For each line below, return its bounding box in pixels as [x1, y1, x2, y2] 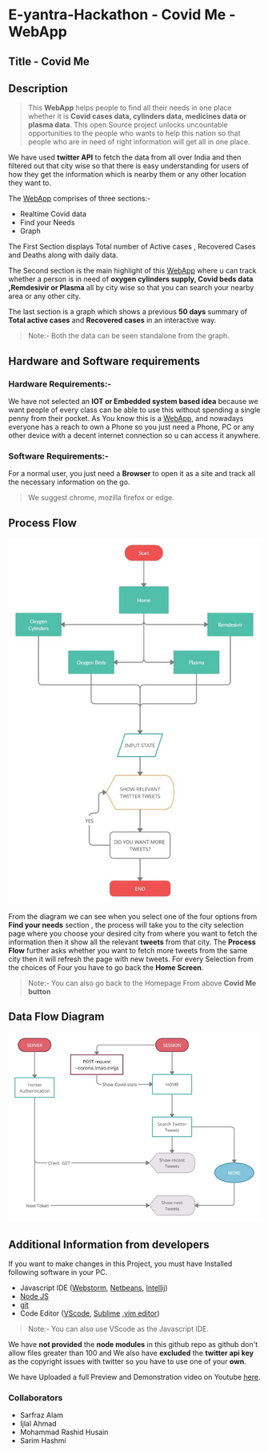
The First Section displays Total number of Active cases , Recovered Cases [8, 242, 256, 252]
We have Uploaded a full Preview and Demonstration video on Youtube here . [8, 1373, 261, 1382]
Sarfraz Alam [19, 1410, 64, 1420]
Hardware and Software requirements [8, 354, 201, 368]
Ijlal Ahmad [19, 1419, 58, 1429]
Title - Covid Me [8, 55, 90, 68]
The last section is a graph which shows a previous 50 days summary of [8, 307, 248, 317]
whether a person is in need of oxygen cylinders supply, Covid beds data [8, 274, 254, 284]
